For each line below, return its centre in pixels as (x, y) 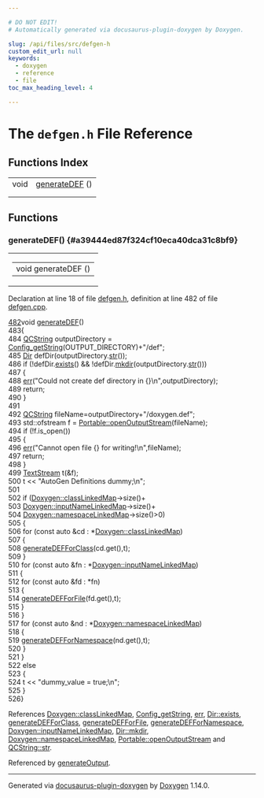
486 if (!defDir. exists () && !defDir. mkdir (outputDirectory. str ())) (108, 364)
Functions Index (48, 163)
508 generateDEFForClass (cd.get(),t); (70, 548)
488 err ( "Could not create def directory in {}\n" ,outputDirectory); (113, 381)
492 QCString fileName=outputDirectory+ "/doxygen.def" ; (101, 414)
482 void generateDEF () (46, 322)
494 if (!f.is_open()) (39, 431)
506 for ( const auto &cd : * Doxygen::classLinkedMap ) (95, 532)
